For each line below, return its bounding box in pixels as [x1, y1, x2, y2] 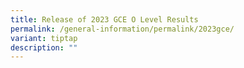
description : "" [10, 42, 78, 53]
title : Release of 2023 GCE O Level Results [10, 14, 199, 25]
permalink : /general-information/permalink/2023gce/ [10, 24, 235, 34]
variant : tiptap [10, 33, 78, 43]
